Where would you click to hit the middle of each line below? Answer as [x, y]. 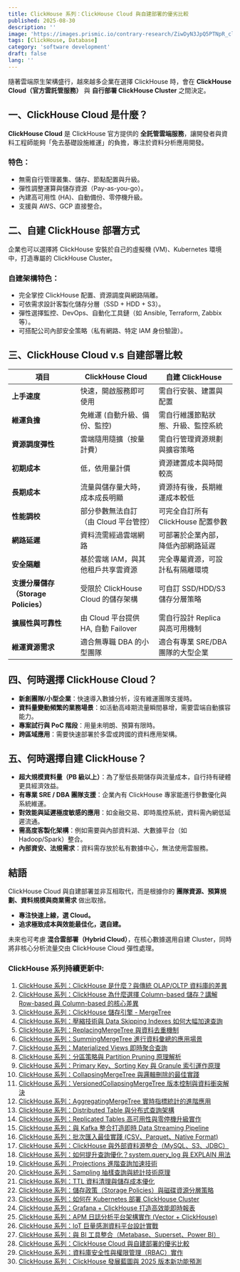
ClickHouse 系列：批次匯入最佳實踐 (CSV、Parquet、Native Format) [118, 1137]
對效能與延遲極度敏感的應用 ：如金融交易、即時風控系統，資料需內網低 [121, 813]
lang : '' [21, 61]
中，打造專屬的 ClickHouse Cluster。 [62, 258]
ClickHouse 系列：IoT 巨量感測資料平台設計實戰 [88, 1226]
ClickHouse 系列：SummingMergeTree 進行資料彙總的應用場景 [110, 1039]
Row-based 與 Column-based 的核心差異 [79, 1003]
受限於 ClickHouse [111, 588]
